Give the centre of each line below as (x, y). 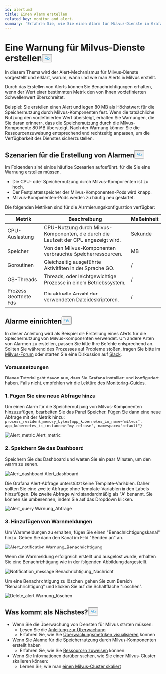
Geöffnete (19, 297)
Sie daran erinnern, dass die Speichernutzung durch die (62, 123)
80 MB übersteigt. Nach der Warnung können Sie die (86, 128)
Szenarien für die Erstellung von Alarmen (70, 155)
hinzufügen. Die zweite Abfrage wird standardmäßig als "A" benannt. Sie (79, 494)
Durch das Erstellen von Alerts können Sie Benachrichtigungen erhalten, (79, 87)
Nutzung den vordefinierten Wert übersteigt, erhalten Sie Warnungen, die (80, 118)
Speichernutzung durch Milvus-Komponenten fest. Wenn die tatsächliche (80, 112)
